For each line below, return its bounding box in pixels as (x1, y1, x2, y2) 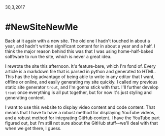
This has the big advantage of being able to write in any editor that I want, (5, 74, 155, 80)
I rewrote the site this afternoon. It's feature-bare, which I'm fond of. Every (5, 63, 156, 69)
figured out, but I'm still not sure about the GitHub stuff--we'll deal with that (5, 120, 158, 126)
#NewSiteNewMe (5, 22, 78, 33)
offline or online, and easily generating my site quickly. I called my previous (5, 79, 158, 85)
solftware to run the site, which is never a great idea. (5, 53, 112, 59)
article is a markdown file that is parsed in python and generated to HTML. (5, 68, 156, 74)
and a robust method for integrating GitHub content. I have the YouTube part (5, 115, 160, 121)
